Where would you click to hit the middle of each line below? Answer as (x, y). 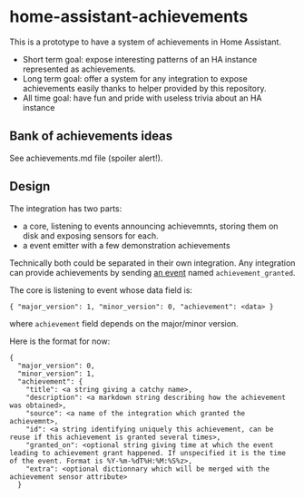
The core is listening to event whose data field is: (101, 290)
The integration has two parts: (66, 208)
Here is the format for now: (60, 341)
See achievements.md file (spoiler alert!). (86, 158)
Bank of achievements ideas (91, 137)
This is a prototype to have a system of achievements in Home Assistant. (145, 42)
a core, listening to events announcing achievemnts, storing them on (150, 226)
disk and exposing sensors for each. (90, 235)
